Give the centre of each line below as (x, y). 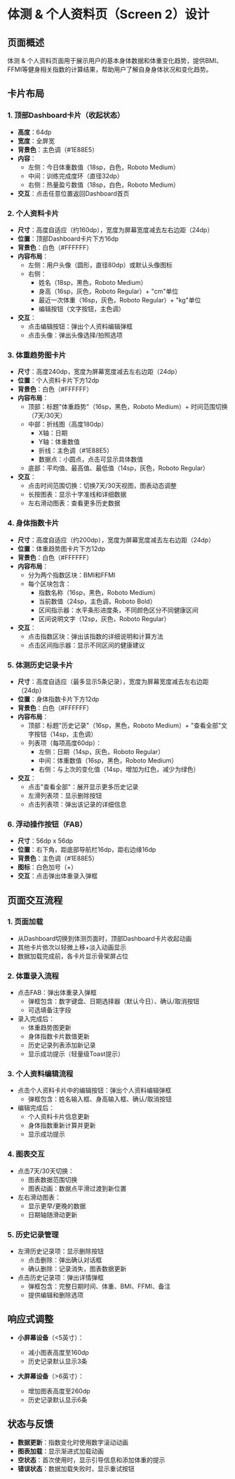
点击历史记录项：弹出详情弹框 (60, 1278)
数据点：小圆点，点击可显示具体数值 (91, 460)
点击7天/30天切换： (46, 1171)
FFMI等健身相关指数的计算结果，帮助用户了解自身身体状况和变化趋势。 (110, 69)
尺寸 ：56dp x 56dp (45, 841)
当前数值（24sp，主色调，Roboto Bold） (97, 601)
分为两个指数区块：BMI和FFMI (72, 575)
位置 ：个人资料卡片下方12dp (58, 380)
